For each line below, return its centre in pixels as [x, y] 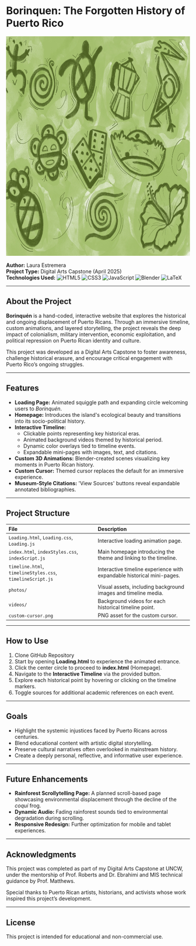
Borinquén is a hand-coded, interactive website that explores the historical [96, 316]
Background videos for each [132, 601]
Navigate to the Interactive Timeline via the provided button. [88, 674]
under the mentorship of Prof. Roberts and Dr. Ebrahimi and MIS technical [94, 875]
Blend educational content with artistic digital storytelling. [83, 743]
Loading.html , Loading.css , [41, 537]
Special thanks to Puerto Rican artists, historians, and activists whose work [96, 892]
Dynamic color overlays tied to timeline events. [79, 445]
